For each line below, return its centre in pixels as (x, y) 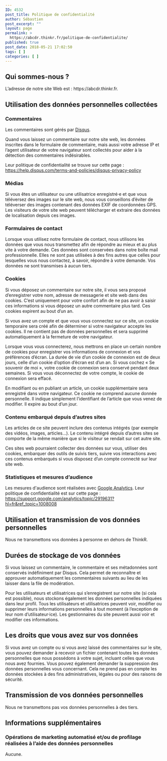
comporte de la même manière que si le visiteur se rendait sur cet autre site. (83, 439)
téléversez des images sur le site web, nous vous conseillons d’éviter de (79, 200)
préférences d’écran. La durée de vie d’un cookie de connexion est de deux (83, 357)
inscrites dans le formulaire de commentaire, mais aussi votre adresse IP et (82, 144)
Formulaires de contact (34, 228)
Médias (14, 183)
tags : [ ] (15, 52)
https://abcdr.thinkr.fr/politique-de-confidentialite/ (69, 38)
